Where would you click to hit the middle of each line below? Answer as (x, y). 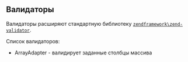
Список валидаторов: (33, 41)
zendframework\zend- (158, 24)
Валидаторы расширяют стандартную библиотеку (69, 23)
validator (18, 30)
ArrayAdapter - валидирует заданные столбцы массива (83, 53)
